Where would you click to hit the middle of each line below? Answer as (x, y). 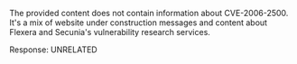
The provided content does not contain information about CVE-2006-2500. (149, 13)
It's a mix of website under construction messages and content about (139, 23)
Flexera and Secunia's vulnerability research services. (110, 32)
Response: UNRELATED (53, 50)
